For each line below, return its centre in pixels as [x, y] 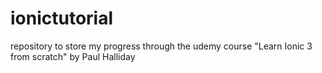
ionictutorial [62, 18]
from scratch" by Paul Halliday [73, 56]
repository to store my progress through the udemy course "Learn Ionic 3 [161, 46]
